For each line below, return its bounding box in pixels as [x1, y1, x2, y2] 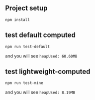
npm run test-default [5, 44, 50, 49]
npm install [5, 17, 30, 22]
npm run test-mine [5, 80, 43, 85]
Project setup [5, 4, 48, 12]
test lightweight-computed [5, 67, 91, 76]
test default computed [5, 31, 76, 39]
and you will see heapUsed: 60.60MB [5, 52, 78, 59]
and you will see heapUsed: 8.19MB [5, 89, 76, 95]
